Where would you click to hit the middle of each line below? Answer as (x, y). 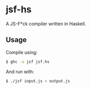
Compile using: (22, 52)
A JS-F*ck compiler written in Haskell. (46, 24)
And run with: (20, 72)
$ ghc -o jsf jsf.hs (28, 62)
